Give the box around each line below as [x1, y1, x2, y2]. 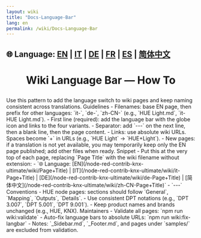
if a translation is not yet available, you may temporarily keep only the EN [6, 141, 186, 148]
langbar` [6, 219, 27, 227]
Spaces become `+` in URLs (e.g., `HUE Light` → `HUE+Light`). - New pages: [6, 135, 196, 142]
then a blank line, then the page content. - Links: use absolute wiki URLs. [6, 128, 187, 135]
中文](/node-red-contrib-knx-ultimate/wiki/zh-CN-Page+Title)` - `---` [11, 181, 182, 188]
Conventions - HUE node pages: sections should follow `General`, [6, 188, 169, 195]
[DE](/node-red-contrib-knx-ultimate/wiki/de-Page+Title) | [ [38, 174, 188, 181]
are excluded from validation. [6, 226, 79, 233]
